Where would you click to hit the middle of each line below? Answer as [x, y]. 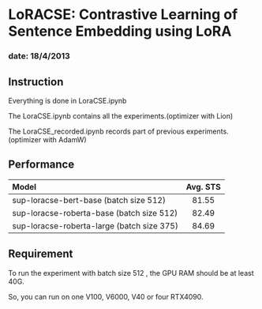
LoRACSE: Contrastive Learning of [123, 15]
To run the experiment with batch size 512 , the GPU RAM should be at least [131, 273]
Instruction [36, 82]
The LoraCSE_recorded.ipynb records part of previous [97, 131]
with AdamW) [65, 139]
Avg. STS [203, 187]
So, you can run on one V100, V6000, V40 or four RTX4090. [106, 296]
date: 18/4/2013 [39, 56]
